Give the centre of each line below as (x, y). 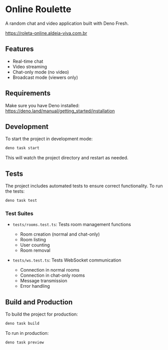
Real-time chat (28, 61)
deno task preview (25, 342)
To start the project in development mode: (49, 139)
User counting (35, 245)
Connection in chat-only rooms (52, 275)
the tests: (15, 191)
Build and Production (39, 302)
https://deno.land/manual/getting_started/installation (60, 111)
